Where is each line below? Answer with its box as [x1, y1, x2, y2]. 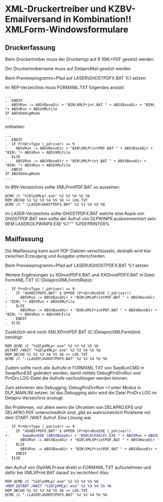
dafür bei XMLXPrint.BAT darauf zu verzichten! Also [5, 469, 109, 475]
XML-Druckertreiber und [5, 3, 107, 15]
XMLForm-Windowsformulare [5, 24, 129, 35]
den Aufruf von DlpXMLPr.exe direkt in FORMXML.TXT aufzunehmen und [5, 464, 151, 470]
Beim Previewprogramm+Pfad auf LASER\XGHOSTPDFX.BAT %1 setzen [5, 262, 149, 268]
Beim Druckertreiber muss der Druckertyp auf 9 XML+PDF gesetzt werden [5, 56, 154, 62]
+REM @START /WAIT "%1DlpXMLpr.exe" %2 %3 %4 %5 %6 [5, 484, 112, 488]
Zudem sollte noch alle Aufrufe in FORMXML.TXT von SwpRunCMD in [5, 364, 145, 370]
